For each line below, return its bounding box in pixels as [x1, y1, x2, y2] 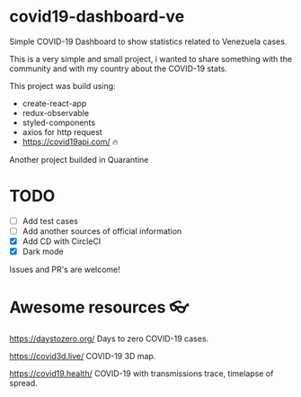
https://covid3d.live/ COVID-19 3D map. [9, 351, 156, 362]
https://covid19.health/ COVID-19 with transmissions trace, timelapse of [9, 368, 274, 379]
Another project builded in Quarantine [9, 154, 149, 165]
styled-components [22, 117, 96, 128]
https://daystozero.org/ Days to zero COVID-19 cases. [9, 333, 209, 344]
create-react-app [22, 97, 87, 109]
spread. [9, 378, 38, 389]
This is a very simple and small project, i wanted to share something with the [9, 53, 293, 64]
